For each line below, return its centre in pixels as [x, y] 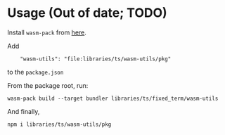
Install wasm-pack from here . [47, 32]
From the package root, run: [48, 85]
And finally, [24, 111]
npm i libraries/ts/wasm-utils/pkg [59, 124]
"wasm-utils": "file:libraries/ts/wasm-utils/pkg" [96, 59]
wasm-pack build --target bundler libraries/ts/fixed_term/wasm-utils [113, 98]
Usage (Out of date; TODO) [87, 13]
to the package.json [36, 72]
